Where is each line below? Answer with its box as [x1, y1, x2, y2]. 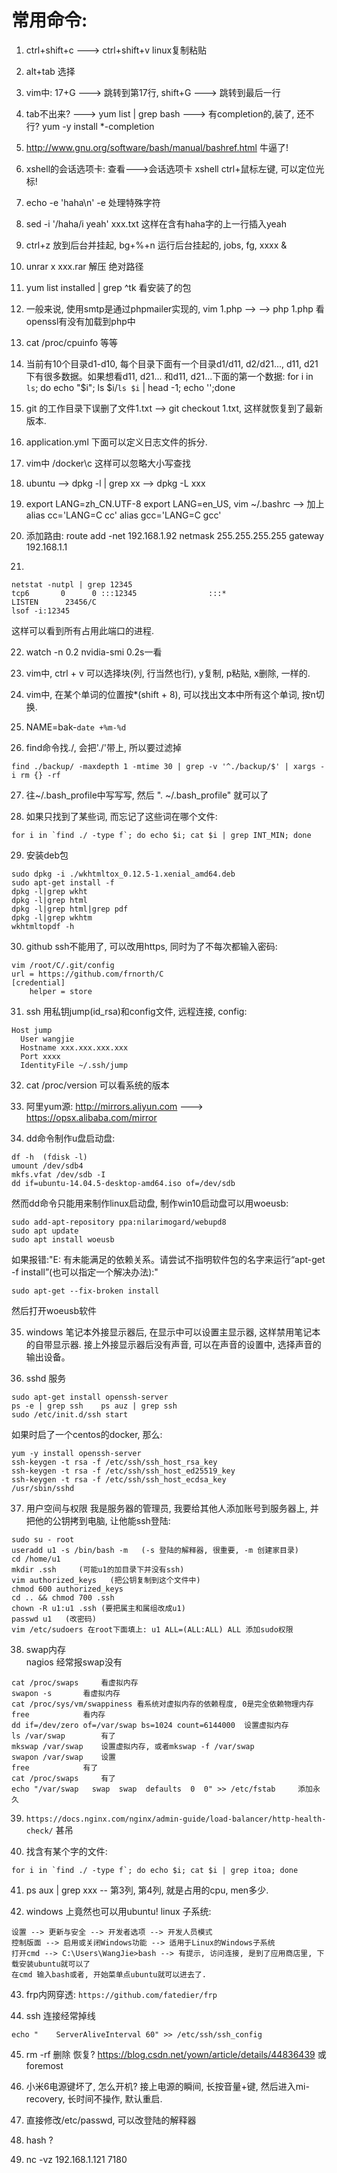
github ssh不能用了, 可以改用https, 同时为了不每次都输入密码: [25, 940, 278, 952]
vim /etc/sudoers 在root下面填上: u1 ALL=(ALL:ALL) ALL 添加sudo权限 [11, 1624, 294, 1635]
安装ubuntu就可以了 [18, 1959, 91, 1969]
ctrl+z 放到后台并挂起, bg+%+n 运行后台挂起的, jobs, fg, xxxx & [25, 239, 288, 251]
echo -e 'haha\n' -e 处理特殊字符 [25, 196, 161, 208]
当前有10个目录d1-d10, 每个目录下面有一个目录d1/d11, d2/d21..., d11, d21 [25, 357, 319, 370]
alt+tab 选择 [25, 65, 76, 77]
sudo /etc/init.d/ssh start [11, 1409, 129, 1420]
